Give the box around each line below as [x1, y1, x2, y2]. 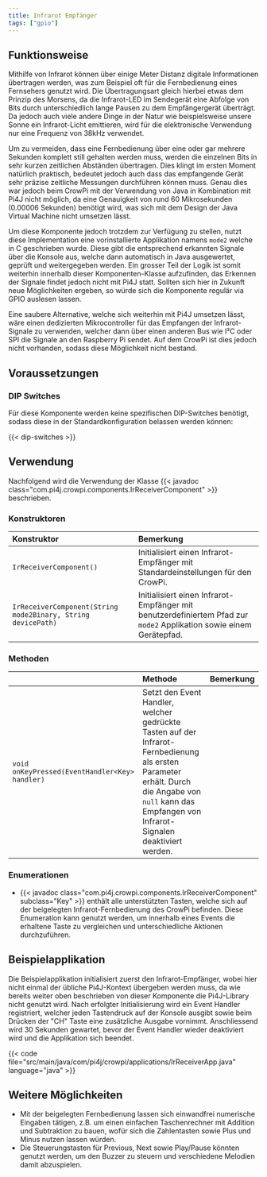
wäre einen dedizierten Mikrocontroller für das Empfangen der [8, 318, 213, 328]
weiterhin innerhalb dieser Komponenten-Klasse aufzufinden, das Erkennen [8, 269, 257, 279]
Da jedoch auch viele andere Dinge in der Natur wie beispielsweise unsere [8, 112, 252, 122]
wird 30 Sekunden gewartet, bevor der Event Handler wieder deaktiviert [8, 1025, 244, 1034]
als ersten [141, 756, 180, 767]
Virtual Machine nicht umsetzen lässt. [8, 211, 131, 221]
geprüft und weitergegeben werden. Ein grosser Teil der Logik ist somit [8, 260, 241, 270]
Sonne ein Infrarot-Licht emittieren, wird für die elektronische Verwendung [8, 120, 253, 129]
